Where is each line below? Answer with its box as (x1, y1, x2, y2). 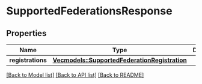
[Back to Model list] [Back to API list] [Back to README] (6, 71, 144, 79)
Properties (6, 28, 47, 38)
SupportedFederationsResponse (6, 4, 173, 18)
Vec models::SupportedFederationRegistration (52, 56, 188, 64)
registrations (9, 56, 47, 64)
